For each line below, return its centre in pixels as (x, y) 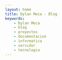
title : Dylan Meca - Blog (31, 14)
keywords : (15, 18)
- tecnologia (27, 50)
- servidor (25, 45)
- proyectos (26, 32)
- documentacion (30, 37)
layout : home (18, 9)
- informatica (28, 41)
